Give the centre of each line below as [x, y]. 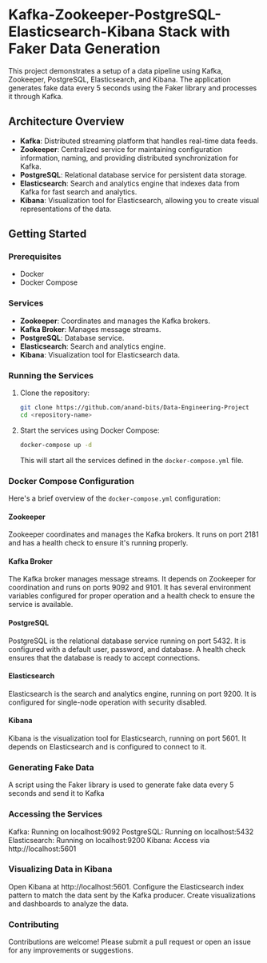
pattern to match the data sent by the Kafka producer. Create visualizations [132, 895]
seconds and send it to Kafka [56, 793]
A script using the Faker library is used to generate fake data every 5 [121, 785]
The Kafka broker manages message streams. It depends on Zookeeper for [132, 579]
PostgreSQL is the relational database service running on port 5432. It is [127, 641]
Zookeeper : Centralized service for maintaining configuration [121, 149]
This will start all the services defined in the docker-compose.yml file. [132, 460]
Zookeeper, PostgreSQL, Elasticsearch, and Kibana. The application [120, 79]
